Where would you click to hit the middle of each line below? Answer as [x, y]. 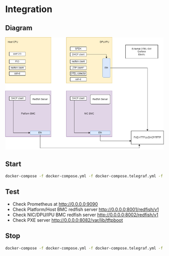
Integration [29, 9]
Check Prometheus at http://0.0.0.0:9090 [55, 204]
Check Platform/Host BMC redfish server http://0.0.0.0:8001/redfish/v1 [86, 209]
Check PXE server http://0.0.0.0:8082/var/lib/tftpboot [68, 220]
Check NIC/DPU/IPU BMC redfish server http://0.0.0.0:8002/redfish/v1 [85, 215]
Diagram [19, 28]
